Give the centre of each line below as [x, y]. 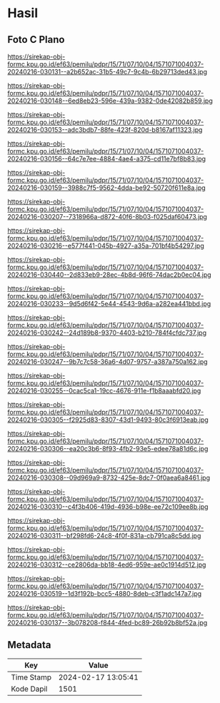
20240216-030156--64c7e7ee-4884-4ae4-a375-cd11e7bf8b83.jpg [106, 159]
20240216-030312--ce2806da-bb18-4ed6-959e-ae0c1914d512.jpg [107, 565]
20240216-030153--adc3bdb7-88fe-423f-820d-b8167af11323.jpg [105, 130]
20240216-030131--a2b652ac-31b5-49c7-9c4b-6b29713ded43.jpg [107, 72]
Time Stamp [31, 677]
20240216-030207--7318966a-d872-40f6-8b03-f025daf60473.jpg [107, 217]
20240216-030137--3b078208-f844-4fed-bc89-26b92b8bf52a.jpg [107, 623]
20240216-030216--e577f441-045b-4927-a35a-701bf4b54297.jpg [106, 246]
